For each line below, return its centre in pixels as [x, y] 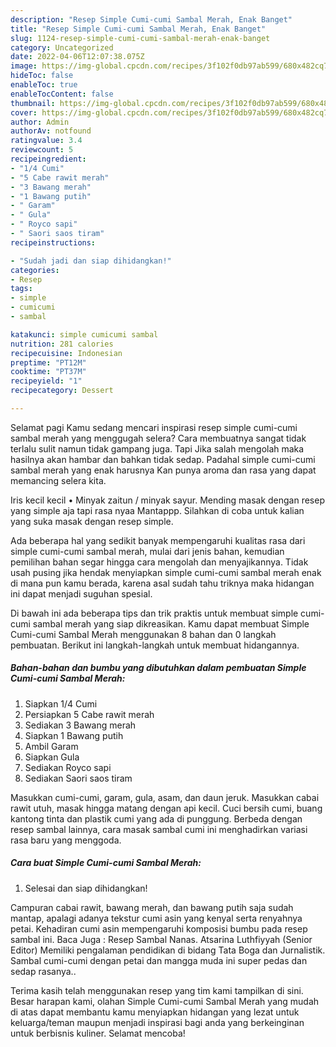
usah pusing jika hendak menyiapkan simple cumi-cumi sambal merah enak [166, 572]
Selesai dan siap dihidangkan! [86, 888]
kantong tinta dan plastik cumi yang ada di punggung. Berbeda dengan [156, 818]
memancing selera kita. [58, 480]
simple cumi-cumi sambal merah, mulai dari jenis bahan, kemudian [147, 551]
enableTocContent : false [62, 94]
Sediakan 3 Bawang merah [80, 725]
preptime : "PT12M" [48, 362]
